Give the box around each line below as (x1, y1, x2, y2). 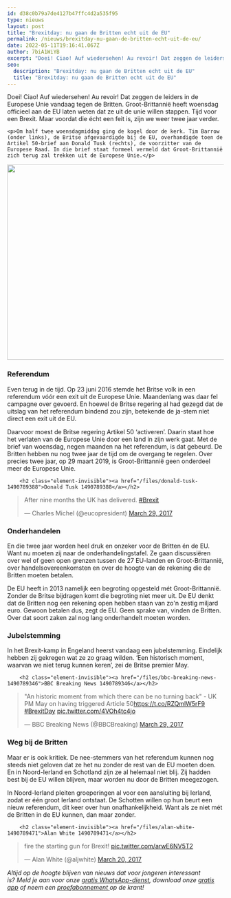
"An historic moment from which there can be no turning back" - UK (23, 692, 217, 701)
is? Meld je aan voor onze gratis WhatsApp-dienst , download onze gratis (7, 875, 214, 884)
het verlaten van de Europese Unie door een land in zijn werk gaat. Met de (7, 435, 218, 443)
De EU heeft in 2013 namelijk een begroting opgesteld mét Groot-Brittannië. (7, 584, 221, 592)
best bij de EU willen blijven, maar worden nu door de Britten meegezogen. (7, 775, 219, 783)
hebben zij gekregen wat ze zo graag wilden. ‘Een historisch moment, (7, 654, 205, 662)
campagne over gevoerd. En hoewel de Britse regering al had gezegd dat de (7, 400, 223, 408)
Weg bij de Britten (7, 738, 68, 747)
